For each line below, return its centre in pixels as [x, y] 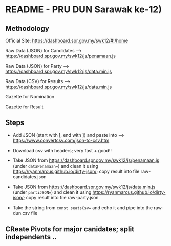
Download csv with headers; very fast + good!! [62, 150]
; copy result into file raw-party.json [61, 197]
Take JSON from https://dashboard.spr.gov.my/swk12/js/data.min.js [84, 187]
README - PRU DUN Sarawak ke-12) [84, 9]
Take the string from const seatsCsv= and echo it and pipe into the [82, 207]
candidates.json [29, 177]
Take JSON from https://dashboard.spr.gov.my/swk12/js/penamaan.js [86, 160]
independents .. [31, 237]
